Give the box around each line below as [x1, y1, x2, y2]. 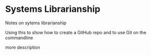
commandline [5, 35, 33, 41]
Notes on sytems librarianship [5, 20, 67, 26]
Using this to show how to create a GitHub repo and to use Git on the [5, 29, 147, 35]
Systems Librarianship [5, 3, 101, 15]
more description [5, 44, 40, 50]
